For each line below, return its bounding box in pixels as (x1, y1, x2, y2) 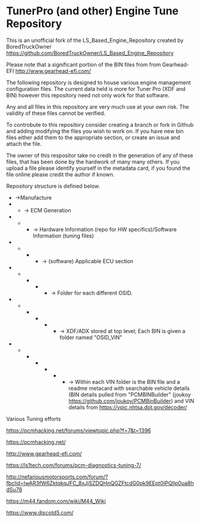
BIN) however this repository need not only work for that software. (6, 91, 170, 99)
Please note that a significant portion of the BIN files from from (6, 61, 161, 68)
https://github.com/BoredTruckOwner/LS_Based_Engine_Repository (6, 49, 174, 56)
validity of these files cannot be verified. (6, 109, 106, 117)
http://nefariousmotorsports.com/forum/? (6, 473, 108, 480)
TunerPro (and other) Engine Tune (6, 4, 179, 18)
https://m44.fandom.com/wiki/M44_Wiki (6, 497, 106, 505)
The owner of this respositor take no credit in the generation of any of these (6, 151, 193, 159)
